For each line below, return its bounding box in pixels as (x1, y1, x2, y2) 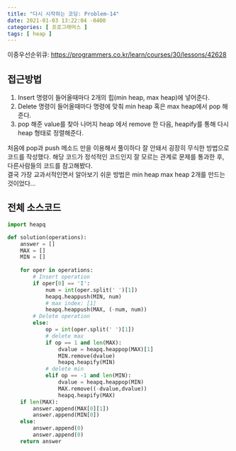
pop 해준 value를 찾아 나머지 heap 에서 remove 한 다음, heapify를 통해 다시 (17, 120, 229, 128)
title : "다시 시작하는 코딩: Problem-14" (7, 10, 120, 18)
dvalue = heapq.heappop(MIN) (57, 379, 144, 386)
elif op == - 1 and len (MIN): (45, 372, 132, 379)
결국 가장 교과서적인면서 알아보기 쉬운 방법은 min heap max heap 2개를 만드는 (7, 171, 225, 179)
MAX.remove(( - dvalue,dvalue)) (57, 385, 147, 392)
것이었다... (7, 179, 36, 188)
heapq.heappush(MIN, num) (45, 293, 122, 300)
